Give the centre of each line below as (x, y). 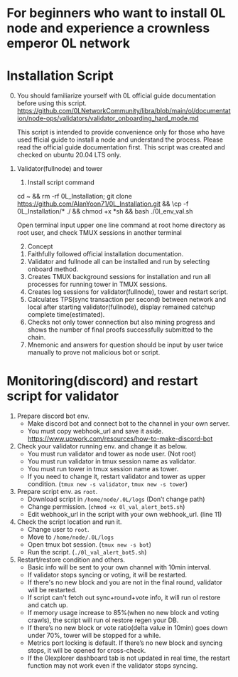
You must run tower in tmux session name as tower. (103, 469)
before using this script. (52, 103)
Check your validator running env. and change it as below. (102, 446)
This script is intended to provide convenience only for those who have (121, 132)
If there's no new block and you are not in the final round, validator (125, 582)
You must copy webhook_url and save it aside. (96, 431)
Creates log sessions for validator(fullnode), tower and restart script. (128, 292)
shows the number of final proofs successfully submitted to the (120, 330)
